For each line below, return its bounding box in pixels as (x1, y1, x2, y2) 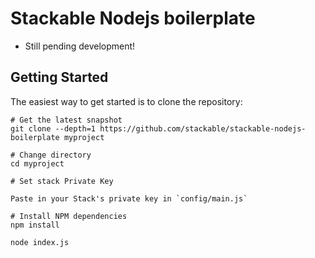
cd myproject (10, 158, 65, 169)
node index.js (10, 237, 70, 247)
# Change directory (10, 150, 92, 160)
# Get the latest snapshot (10, 115, 123, 125)
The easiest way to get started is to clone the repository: (10, 95, 243, 107)
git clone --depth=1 (10, 123, 97, 134)
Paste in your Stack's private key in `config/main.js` (10, 193, 248, 204)
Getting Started (10, 69, 109, 86)
